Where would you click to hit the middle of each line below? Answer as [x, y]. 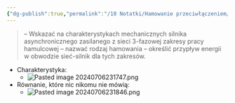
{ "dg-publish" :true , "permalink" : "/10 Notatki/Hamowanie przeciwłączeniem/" [120, 14]
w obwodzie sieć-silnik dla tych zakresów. [85, 56]
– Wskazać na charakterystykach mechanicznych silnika [105, 34]
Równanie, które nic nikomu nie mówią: [73, 84]
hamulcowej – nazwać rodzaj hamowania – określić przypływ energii [122, 48]
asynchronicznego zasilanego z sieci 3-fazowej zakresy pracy [114, 41]
